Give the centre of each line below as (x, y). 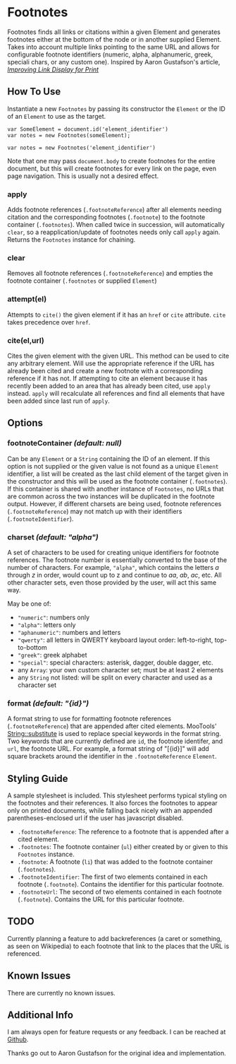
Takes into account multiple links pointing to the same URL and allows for (113, 47)
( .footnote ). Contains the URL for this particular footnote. (101, 899)
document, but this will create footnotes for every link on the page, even (112, 168)
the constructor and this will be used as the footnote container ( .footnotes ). (117, 481)
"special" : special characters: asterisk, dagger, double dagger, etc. (115, 662)
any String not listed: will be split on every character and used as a (115, 677)
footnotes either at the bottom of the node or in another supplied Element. (114, 39)
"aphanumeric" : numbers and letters (69, 632)
